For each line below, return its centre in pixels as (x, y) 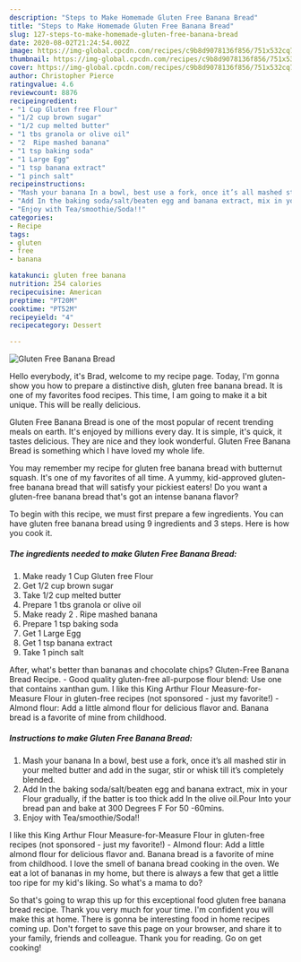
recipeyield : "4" (42, 317)
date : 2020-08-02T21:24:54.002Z (69, 43)
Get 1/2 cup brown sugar (68, 586)
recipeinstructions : (48, 185)
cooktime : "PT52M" (43, 309)
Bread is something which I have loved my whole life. (107, 451)
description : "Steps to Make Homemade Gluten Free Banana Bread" (133, 17)
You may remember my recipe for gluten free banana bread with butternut (146, 468)
